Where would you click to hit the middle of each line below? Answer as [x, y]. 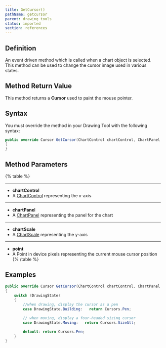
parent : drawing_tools [28, 19]
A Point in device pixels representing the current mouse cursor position [85, 254]
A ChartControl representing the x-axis [52, 196]
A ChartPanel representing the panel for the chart [62, 215]
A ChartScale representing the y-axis [50, 235]
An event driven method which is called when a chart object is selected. [78, 60]
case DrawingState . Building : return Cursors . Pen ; [77, 309]
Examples [21, 275]
